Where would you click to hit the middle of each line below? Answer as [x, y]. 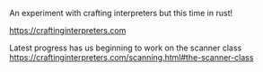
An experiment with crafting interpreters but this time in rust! [121, 13]
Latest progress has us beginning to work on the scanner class [126, 48]
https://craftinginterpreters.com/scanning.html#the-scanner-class [131, 57]
